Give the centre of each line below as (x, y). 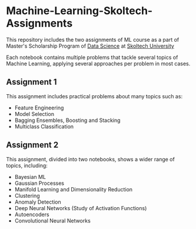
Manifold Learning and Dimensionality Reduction (74, 189)
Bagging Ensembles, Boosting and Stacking (67, 120)
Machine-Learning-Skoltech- (79, 11)
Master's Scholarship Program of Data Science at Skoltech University (90, 46)
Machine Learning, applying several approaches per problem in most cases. (98, 64)
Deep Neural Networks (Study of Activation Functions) (81, 208)
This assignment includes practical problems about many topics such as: (94, 96)
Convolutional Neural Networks (53, 220)
